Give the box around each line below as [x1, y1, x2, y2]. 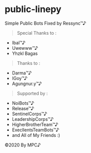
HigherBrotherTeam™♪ [11, 121, 58, 127]
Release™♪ [11, 105, 34, 111]
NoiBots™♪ [11, 100, 34, 106]
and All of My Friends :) [11, 132, 60, 138]
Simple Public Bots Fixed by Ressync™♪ [4, 20, 86, 26]
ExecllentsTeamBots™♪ [11, 127, 59, 133]
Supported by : [16, 90, 48, 96]
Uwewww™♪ [11, 45, 38, 51]
